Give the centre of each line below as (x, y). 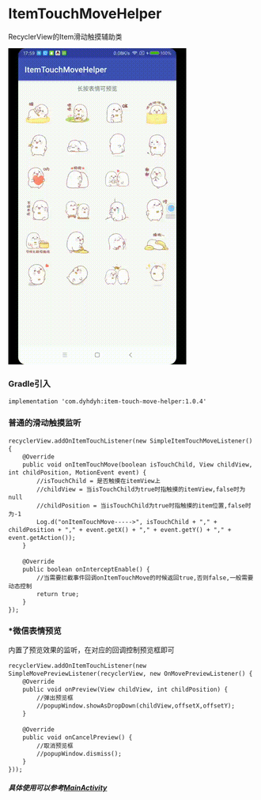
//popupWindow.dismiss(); (79, 753)
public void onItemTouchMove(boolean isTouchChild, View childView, (138, 464)
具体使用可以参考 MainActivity (58, 788)
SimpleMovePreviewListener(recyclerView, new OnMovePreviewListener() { (130, 674)
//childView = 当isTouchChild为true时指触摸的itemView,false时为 (141, 489)
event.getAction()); (42, 538)
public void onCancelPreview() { (78, 737)
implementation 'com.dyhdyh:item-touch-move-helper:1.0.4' (108, 402)
